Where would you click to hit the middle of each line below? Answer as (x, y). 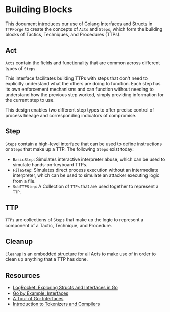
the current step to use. (30, 100)
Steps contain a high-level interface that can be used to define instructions (84, 144)
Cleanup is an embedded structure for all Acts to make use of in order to (81, 254)
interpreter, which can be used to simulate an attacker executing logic (86, 175)
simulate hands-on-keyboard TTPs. (50, 164)
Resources (23, 275)
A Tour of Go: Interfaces (38, 298)
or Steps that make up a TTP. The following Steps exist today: (69, 149)
